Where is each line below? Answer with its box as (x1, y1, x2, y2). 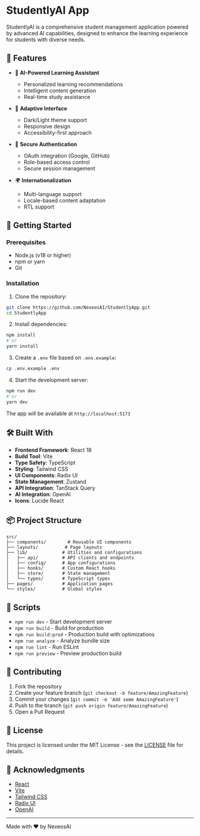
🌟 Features (6, 53, 47, 63)
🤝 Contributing (6, 667, 62, 677)
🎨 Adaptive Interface (14, 105, 67, 112)
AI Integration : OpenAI (14, 491, 71, 498)
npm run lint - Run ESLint (14, 644, 79, 651)
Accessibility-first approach (23, 129, 92, 136)
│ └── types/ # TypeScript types (6, 576, 111, 582)
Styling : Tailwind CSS (14, 465, 68, 473)
